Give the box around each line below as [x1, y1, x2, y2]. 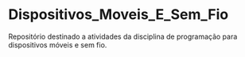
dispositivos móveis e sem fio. [8, 40, 107, 49]
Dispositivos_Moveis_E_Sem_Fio [8, 6, 229, 24]
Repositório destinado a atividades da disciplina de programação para [8, 32, 238, 41]
